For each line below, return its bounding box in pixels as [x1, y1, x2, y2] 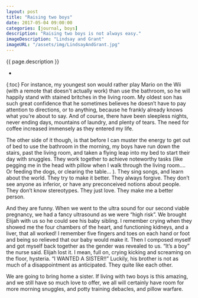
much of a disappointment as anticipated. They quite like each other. [6, 261, 173, 268]
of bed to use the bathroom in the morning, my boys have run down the [6, 143, 180, 150]
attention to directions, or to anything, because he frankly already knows [6, 106, 183, 113]
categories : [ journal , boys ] [6, 25, 78, 31]
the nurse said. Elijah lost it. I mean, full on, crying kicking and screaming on [6, 248, 191, 255]
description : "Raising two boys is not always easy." [6, 31, 142, 37]
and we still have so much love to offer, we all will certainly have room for [6, 279, 184, 286]
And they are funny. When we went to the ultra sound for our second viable [6, 204, 190, 212]
